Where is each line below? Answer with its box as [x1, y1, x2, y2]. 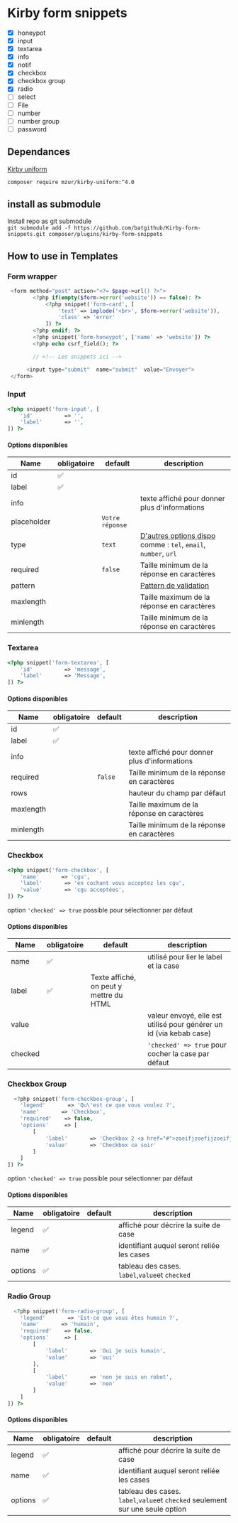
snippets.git [7, 231, 46, 238]
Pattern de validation [140, 581, 210, 591]
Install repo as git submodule [7, 217, 92, 225]
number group [17, 117, 60, 125]
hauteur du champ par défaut [128, 788, 226, 798]
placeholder [11, 517, 51, 527]
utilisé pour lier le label [147, 952, 222, 962]
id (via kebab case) [147, 1028, 211, 1038]
